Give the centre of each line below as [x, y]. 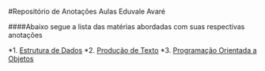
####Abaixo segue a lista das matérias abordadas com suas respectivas [127, 26]
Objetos [21, 59]
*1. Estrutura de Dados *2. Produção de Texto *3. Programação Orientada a [132, 50]
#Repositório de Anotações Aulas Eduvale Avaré [87, 11]
